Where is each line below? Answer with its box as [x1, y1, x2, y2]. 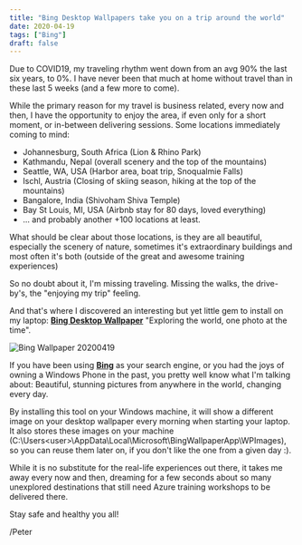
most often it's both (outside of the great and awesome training [9, 251, 245, 262]
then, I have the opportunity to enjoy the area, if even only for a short [9, 110, 267, 121]
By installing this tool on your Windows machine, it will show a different [9, 406, 274, 417]
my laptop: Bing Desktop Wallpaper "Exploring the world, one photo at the [9, 315, 288, 326]
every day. [9, 389, 49, 400]
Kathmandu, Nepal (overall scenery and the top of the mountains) [22, 156, 268, 168]
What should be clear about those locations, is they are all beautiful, [9, 232, 262, 243]
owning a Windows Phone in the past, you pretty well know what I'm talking [9, 369, 291, 381]
